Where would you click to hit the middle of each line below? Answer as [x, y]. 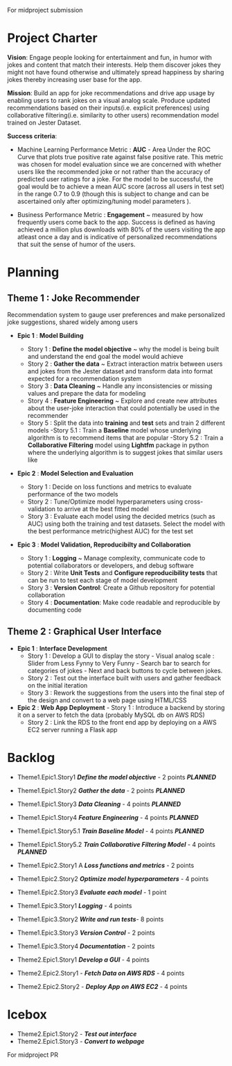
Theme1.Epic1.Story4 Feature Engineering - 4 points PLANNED [108, 817]
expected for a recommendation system [84, 378]
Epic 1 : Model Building [51, 335]
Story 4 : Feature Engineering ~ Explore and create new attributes [122, 401]
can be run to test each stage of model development [102, 580]
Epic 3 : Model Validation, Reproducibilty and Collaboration [104, 544]
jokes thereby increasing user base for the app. [74, 79]
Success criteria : [32, 136]
